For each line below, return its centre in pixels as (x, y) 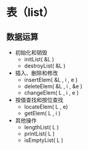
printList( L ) (39, 134)
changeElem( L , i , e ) (51, 93)
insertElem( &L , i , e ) (51, 80)
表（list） (30, 12)
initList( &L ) (39, 59)
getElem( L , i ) (42, 113)
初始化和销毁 (31, 53)
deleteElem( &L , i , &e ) (53, 86)
